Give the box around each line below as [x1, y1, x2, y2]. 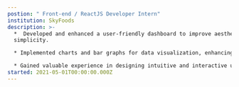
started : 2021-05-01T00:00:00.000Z [7, 69, 113, 76]
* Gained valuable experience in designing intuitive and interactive [14, 62, 228, 69]
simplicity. [14, 37, 50, 44]
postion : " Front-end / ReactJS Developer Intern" [7, 10, 161, 18]
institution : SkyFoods [7, 17, 75, 24]
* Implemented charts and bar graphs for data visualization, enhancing [14, 50, 234, 57]
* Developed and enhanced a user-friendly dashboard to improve [14, 30, 212, 37]
